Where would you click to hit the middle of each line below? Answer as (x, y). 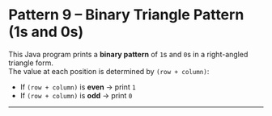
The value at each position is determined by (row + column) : (109, 71)
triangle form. (31, 63)
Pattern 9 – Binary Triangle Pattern (126, 15)
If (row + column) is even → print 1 (78, 87)
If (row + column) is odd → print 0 (76, 95)
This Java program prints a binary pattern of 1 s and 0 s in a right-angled (128, 54)
